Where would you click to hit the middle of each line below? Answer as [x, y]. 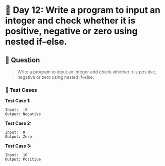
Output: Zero [19, 137]
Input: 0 [15, 133]
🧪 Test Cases [21, 90]
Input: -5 [16, 110]
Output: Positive [23, 160]
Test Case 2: [18, 123]
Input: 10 [16, 155]
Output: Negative [23, 114]
